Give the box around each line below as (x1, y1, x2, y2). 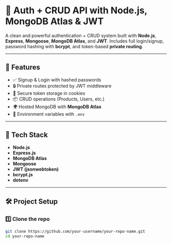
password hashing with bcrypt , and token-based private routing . (5, 43, 143, 49)
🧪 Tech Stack (5, 131, 48, 139)
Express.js (12, 150, 36, 156)
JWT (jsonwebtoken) (12, 166, 59, 172)
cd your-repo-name (5, 234, 45, 239)
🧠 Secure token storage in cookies (12, 90, 85, 96)
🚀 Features (5, 63, 40, 72)
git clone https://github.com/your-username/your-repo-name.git (5, 229, 145, 234)
